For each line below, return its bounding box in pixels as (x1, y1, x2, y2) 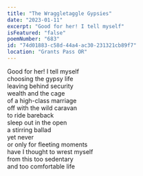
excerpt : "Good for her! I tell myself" (7, 23, 125, 30)
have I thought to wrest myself (7, 147, 93, 155)
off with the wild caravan (7, 104, 78, 112)
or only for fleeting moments (7, 140, 88, 148)
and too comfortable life (7, 162, 76, 170)
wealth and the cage (7, 89, 65, 97)
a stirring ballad (7, 125, 52, 134)
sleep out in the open (7, 118, 67, 126)
